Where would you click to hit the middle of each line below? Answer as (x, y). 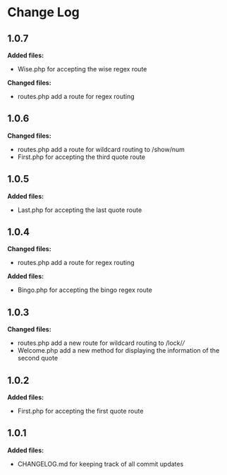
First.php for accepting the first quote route (80, 411)
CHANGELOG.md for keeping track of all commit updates (100, 464)
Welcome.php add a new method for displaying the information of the (118, 351)
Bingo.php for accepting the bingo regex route (85, 290)
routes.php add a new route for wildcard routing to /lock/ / (101, 343)
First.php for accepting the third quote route (81, 157)
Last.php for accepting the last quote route (80, 210)
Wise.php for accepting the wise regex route (82, 69)
